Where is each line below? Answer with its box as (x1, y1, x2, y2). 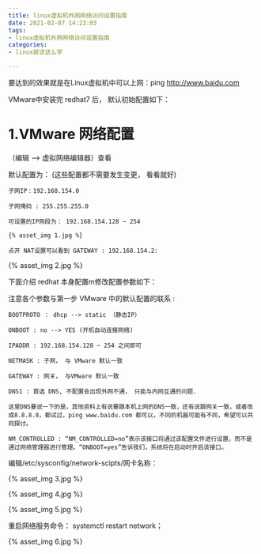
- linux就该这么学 (8, 48, 63, 56)
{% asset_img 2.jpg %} (8, 260, 83, 269)
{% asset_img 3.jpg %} (8, 473, 83, 483)
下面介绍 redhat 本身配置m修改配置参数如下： (8, 277, 157, 286)
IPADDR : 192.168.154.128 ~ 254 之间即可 (8, 341, 142, 349)
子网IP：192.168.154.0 (8, 187, 80, 194)
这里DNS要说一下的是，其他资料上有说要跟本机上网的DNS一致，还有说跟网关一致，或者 (8, 402, 248, 411)
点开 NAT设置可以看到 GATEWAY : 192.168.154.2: (8, 247, 158, 254)
